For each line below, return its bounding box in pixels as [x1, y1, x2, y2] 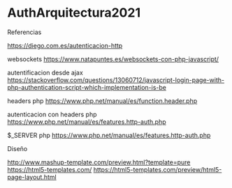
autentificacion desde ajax [7, 68, 84, 77]
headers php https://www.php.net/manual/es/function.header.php [7, 96, 198, 105]
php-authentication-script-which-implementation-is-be [7, 83, 166, 91]
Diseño [7, 144, 28, 152]
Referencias [7, 28, 42, 36]
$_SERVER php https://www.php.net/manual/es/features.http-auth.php [7, 131, 211, 139]
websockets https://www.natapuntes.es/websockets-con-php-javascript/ [7, 54, 219, 63]
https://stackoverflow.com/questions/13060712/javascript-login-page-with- [7, 75, 225, 84]
